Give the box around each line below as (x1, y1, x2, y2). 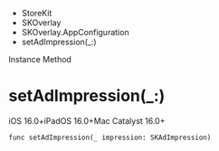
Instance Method (8, 54, 71, 64)
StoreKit (21, 8, 52, 18)
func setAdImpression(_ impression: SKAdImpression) (8, 133, 212, 142)
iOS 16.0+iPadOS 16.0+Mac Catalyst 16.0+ (8, 115, 166, 126)
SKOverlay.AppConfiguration (21, 27, 129, 37)
